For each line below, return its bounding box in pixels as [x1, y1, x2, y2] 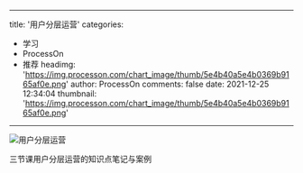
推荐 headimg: [22, 59, 77, 69]
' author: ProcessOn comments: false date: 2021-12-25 [66, 78, 270, 89]
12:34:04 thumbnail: [22, 88, 97, 99]
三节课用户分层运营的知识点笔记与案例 [9, 154, 151, 164]
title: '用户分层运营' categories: [9, 19, 124, 30]
